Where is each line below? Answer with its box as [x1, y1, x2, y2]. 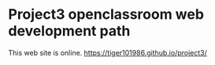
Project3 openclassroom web [8, 5, 205, 23]
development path [8, 22, 131, 40]
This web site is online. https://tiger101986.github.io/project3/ [8, 48, 207, 57]
